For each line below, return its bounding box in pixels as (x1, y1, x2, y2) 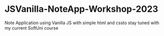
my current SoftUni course (4, 25, 59, 31)
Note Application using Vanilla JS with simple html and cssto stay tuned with (4, 20, 160, 26)
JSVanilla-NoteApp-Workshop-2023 (4, 3, 159, 15)
